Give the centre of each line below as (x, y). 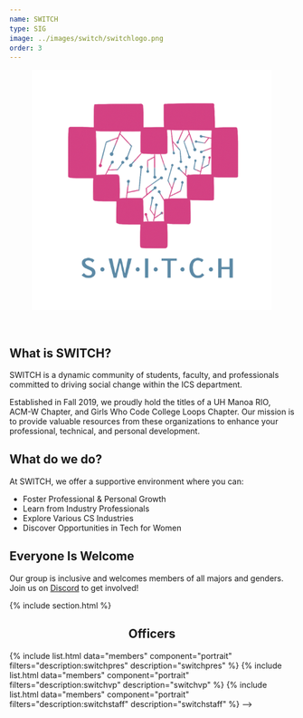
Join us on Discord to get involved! (74, 587)
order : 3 (26, 48)
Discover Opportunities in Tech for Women (102, 528)
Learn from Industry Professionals (86, 509)
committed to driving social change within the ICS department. (126, 384)
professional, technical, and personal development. (105, 432)
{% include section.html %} (61, 605)
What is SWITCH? (60, 353)
